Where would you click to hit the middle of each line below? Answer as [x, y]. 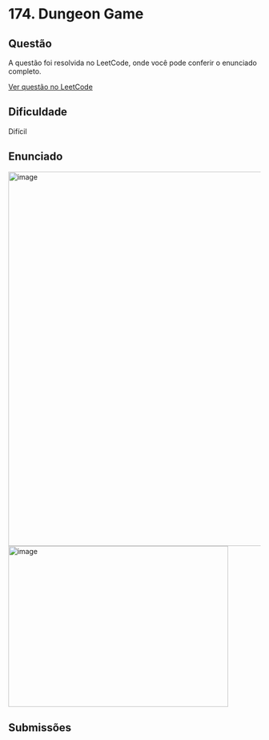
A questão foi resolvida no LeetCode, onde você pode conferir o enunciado [133, 63]
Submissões [40, 728]
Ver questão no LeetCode [51, 87]
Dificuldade [38, 112]
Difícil [18, 131]
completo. [25, 71]
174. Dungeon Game [76, 14]
